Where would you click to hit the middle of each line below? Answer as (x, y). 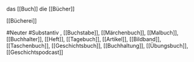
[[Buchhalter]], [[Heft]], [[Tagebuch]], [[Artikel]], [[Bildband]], (84, 39)
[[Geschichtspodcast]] (35, 52)
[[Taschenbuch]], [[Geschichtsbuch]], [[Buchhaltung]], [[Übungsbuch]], (97, 46)
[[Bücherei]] (21, 21)
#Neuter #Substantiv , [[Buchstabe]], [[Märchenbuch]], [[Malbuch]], (93, 33)
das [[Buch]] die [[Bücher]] (41, 9)
